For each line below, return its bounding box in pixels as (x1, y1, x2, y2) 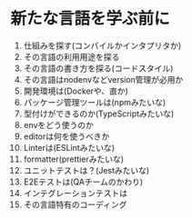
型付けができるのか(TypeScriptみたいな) (23, 108, 175, 119)
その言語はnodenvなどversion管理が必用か (23, 74, 184, 84)
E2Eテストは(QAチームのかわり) (23, 176, 144, 187)
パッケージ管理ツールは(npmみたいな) (23, 96, 167, 107)
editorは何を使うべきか (23, 131, 110, 142)
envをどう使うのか (23, 119, 94, 130)
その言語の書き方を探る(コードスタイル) (23, 63, 174, 74)
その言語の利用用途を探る (23, 51, 120, 62)
